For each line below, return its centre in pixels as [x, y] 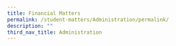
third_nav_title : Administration [55, 32]
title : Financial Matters [44, 13]
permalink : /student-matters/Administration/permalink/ [88, 20]
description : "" [30, 26]
